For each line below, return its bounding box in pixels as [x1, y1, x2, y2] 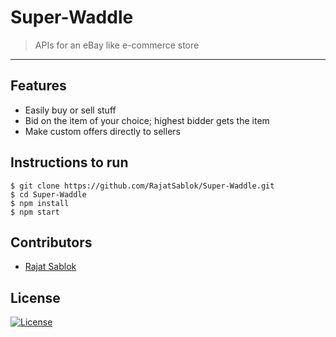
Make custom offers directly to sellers [24, 125, 181, 137]
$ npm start [10, 207, 60, 217]
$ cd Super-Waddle [10, 189, 87, 200]
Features [10, 77, 67, 95]
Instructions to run [10, 154, 129, 171]
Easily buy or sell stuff [24, 104, 117, 116]
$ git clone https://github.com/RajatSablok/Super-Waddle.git [10, 181, 275, 191]
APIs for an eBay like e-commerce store [34, 39, 200, 51]
